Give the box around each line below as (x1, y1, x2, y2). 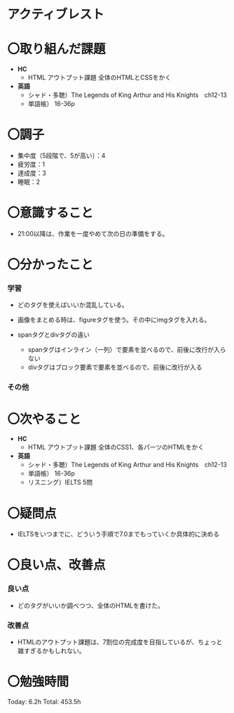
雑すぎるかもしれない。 (17, 647, 85, 655)
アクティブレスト (7, 6, 104, 22)
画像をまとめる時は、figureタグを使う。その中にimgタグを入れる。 (17, 315, 211, 324)
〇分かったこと (7, 257, 94, 273)
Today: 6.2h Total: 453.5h (7, 698, 81, 706)
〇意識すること (7, 205, 94, 221)
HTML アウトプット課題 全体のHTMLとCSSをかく (27, 73, 172, 81)
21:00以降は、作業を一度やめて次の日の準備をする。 (17, 230, 169, 237)
